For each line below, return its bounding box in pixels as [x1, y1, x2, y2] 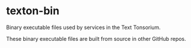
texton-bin [6, 4, 60, 18]
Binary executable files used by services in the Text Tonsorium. [6, 24, 161, 31]
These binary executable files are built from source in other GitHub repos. [6, 35, 186, 42]
